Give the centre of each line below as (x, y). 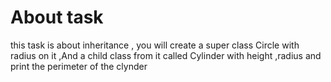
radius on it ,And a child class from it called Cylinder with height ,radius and (166, 55)
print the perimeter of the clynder (79, 66)
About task (57, 17)
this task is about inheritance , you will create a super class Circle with (155, 45)
